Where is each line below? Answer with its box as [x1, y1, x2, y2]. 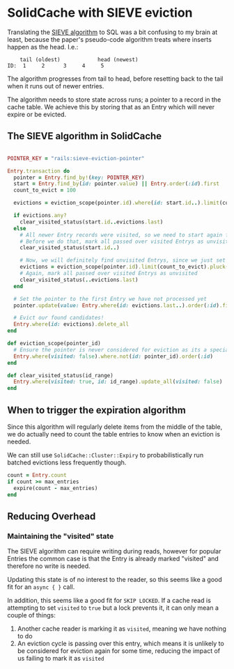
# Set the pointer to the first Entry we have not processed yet [13, 295, 208, 302]
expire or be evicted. [7, 110, 67, 118]
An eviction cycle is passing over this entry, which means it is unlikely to [17, 639, 224, 648]
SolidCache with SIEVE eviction [7, 5, 193, 21]
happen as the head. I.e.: [7, 42, 79, 51]
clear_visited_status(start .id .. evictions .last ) [19, 218, 164, 226]
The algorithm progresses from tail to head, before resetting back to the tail [7, 74, 224, 83]
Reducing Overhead [7, 510, 96, 522]
